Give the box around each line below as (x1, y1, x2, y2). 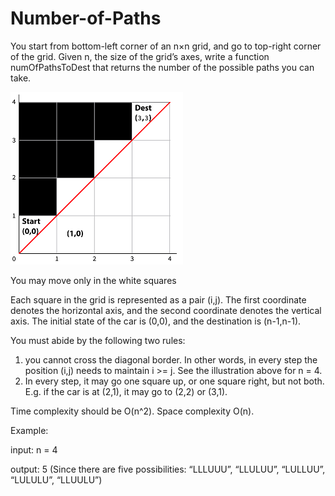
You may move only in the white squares (10, 274, 177, 286)
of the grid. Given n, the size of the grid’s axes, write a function (10, 50, 270, 62)
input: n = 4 (10, 443, 58, 456)
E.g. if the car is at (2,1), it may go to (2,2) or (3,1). (24, 385, 228, 397)
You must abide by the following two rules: (10, 334, 186, 346)
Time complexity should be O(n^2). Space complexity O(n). (10, 405, 255, 417)
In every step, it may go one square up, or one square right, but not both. (24, 375, 325, 387)
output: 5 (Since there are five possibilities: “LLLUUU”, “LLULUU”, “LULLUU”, (10, 463, 326, 475)
